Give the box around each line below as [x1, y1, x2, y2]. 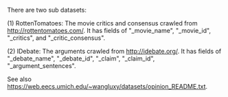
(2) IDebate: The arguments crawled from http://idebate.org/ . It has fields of [7, 47, 222, 55]
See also [7, 75, 32, 83]
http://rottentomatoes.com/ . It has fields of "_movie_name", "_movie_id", [7, 27, 212, 34]
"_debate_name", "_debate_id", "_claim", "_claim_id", [7, 54, 155, 63]
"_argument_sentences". [7, 62, 76, 69]
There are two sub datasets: [7, 6, 87, 14]
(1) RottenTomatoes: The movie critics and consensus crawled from [7, 19, 198, 27]
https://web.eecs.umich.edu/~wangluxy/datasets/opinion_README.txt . [7, 83, 208, 90]
